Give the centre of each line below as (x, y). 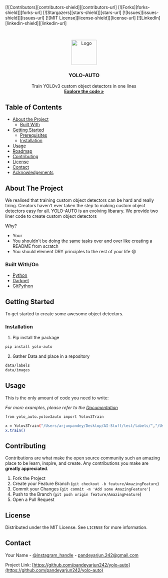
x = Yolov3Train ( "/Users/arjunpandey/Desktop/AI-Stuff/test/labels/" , (80, 426)
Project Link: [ (19, 564)
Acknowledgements (33, 173)
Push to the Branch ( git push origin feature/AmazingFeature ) (77, 494)
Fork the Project (29, 478)
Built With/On (22, 264)
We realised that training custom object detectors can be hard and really (79, 200)
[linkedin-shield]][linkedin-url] (36, 23)
